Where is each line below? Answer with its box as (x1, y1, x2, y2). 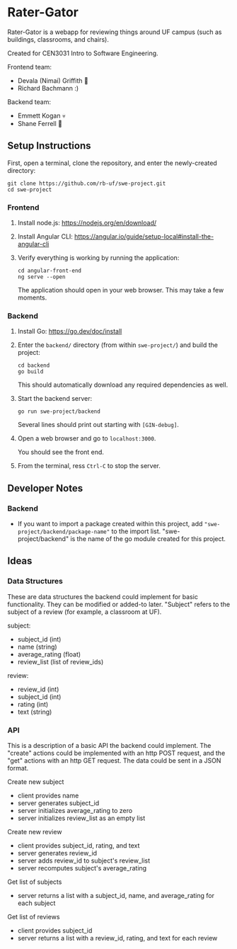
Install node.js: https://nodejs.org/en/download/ (17, 219, 157, 227)
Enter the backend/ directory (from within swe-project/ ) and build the (17, 341, 218, 349)
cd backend (17, 362, 50, 369)
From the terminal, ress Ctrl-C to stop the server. (17, 462, 161, 470)
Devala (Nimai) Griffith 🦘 (17, 76, 88, 85)
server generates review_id (17, 849, 98, 858)
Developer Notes (7, 482, 83, 494)
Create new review (7, 828, 62, 836)
